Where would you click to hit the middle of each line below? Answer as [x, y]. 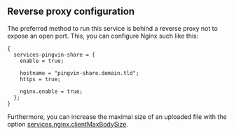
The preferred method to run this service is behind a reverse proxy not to [113, 28]
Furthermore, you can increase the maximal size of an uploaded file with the [117, 116]
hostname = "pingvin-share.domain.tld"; [80, 73]
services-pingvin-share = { [55, 55]
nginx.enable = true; [51, 91]
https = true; [40, 79]
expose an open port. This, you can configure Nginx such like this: [103, 36]
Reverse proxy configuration [71, 12]
